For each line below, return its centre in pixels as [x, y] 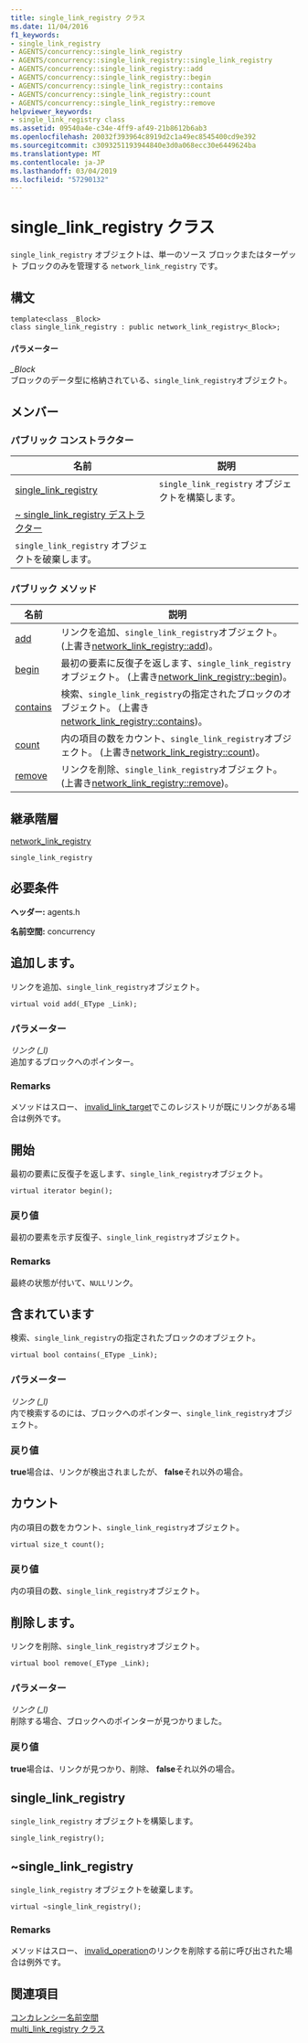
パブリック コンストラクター [72, 440]
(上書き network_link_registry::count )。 [183, 752]
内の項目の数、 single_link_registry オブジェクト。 [107, 1591]
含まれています [53, 1314]
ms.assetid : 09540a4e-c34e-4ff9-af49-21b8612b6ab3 [109, 129]
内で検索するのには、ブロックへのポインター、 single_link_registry [139, 1412]
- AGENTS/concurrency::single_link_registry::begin [111, 78]
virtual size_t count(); [58, 1544]
